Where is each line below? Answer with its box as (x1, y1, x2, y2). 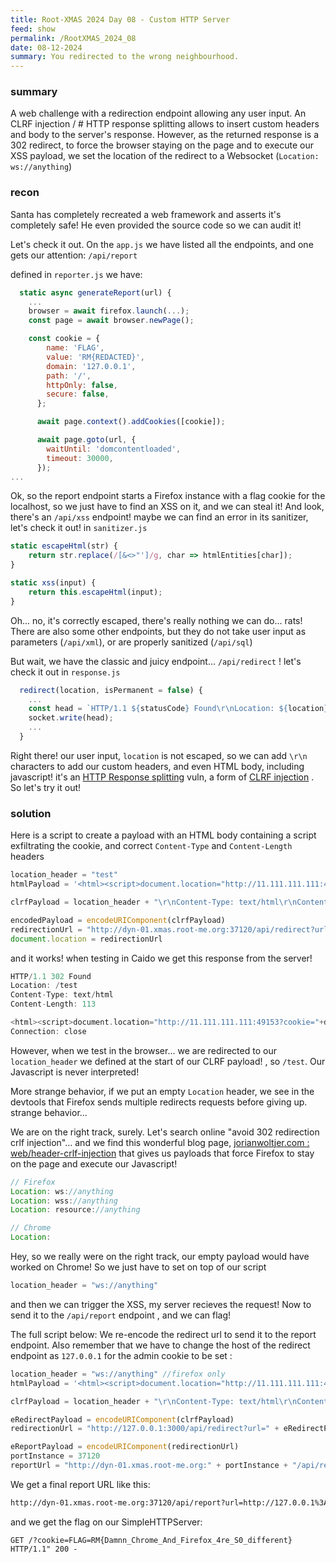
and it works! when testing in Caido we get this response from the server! (10, 952, 313, 964)
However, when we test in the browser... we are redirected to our (10, 1044, 277, 1056)
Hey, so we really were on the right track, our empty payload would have (10, 1251, 310, 1263)
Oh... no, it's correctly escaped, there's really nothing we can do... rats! (10, 614, 303, 626)
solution (10, 806, 52, 820)
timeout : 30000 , (46, 453, 114, 463)
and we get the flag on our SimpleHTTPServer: (10, 1516, 203, 1528)
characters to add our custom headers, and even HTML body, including (10, 760, 305, 772)
